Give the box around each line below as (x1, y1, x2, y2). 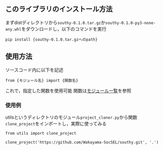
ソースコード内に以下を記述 (5, 67, 64, 73)
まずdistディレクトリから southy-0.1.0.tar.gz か (5, 19, 106, 26)
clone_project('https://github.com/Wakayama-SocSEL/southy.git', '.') (5, 140, 159, 145)
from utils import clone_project (5, 131, 77, 136)
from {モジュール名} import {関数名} (5, 78, 78, 83)
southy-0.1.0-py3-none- (105, 20, 156, 26)
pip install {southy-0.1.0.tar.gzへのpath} (5, 37, 98, 42)
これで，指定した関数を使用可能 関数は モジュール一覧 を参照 (5, 88, 131, 94)
